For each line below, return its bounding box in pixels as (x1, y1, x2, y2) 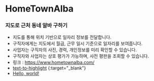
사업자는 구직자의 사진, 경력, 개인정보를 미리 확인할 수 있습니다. (12, 47, 137, 53)
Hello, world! (12, 70, 40, 76)
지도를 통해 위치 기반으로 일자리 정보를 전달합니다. (12, 34, 111, 40)
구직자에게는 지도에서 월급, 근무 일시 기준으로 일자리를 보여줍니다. (12, 41, 143, 47)
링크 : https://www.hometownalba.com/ (12, 59, 95, 65)
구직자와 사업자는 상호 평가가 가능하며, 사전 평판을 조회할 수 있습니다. (12, 53, 149, 59)
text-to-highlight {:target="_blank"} (12, 65, 86, 71)
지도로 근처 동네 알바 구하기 (5, 22, 68, 29)
